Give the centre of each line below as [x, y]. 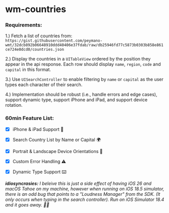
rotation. [14, 105]
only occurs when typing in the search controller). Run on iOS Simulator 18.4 [85, 199]
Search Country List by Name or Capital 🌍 [57, 139]
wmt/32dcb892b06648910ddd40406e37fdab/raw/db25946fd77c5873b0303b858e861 [84, 45]
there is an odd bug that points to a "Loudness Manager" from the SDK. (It [83, 194]
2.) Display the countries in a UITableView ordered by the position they [78, 59]
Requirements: [24, 25]
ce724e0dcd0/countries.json [35, 50]
